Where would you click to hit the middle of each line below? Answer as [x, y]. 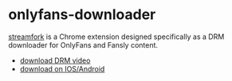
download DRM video [55, 60]
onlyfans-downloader [82, 15]
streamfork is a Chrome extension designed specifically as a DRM [116, 37]
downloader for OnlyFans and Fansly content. [83, 44]
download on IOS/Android [62, 68]
